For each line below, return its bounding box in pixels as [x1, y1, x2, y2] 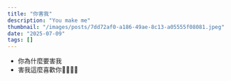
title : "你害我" [7, 10, 53, 18]
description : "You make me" [7, 17, 91, 24]
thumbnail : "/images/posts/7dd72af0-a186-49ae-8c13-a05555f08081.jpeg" [7, 23, 225, 30]
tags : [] [7, 37, 34, 44]
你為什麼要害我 [17, 57, 62, 66]
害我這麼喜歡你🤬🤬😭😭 [17, 66, 78, 74]
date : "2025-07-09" [7, 30, 66, 37]
